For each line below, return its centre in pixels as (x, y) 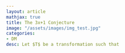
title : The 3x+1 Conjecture (40, 22)
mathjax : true (23, 17)
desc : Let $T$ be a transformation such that (62, 45)
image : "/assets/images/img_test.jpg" (53, 28)
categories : (21, 34)
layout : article (26, 11)
